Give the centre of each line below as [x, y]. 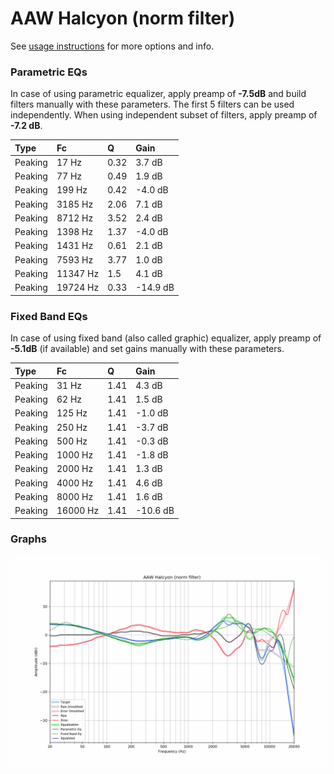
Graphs [28, 539]
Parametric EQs [49, 72]
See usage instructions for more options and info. [112, 46]
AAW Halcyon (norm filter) [123, 18]
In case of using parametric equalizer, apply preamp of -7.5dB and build [158, 94]
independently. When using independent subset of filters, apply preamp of [164, 115]
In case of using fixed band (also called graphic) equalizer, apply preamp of [166, 338]
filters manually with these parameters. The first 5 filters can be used [152, 104]
